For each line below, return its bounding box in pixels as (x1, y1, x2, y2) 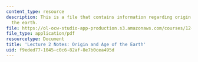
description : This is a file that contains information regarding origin (6, 14, 192, 20)
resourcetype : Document (6, 36, 65, 42)
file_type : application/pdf (6, 31, 75, 37)
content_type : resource (6, 8, 65, 15)
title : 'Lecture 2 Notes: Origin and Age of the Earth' (6, 42, 146, 48)
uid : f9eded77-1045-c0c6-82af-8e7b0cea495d (6, 47, 115, 53)
